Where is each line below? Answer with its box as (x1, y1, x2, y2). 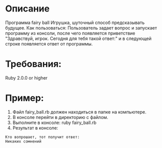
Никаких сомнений (5, 138, 42, 144)
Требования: (5, 58, 62, 70)
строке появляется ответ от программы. (5, 40, 93, 46)
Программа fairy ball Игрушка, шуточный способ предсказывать (5, 19, 145, 25)
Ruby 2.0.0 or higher (5, 74, 48, 80)
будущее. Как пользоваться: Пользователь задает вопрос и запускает (5, 24, 157, 30)
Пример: (5, 92, 44, 104)
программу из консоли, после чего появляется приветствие (5, 30, 135, 36)
